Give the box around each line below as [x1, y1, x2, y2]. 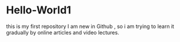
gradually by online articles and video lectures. [6, 29, 119, 36]
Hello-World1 [6, 3, 72, 17]
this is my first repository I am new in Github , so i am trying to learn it [6, 23, 175, 30]
